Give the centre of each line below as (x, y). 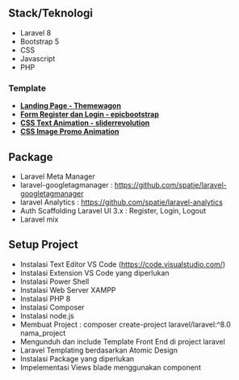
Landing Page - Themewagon (70, 106)
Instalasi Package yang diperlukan (77, 358)
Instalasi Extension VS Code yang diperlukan (94, 272)
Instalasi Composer (52, 307)
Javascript (38, 58)
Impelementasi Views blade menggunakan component (111, 367)
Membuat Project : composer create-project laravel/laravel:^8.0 (126, 324)
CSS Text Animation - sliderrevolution (85, 123)
